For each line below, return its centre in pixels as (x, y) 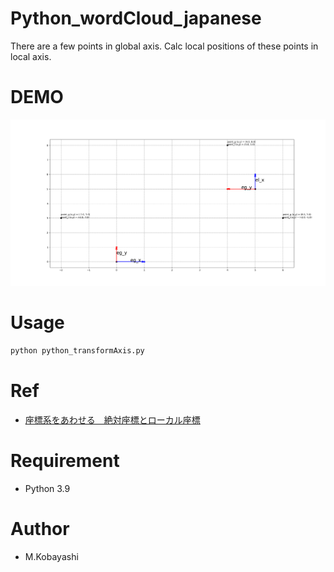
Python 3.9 (47, 488)
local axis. (31, 56)
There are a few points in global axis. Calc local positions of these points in (164, 46)
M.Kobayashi (51, 556)
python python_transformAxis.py (77, 351)
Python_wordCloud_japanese (136, 18)
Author (40, 529)
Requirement (65, 461)
